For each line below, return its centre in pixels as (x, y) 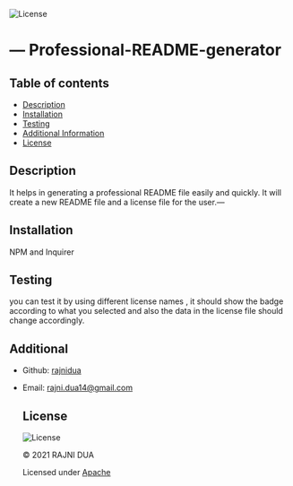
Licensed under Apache (66, 473)
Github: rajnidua (52, 370)
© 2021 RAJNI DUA (58, 455)
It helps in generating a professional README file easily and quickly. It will (146, 192)
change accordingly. (47, 321)
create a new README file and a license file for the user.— (117, 202)
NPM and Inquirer (42, 252)
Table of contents (59, 83)
